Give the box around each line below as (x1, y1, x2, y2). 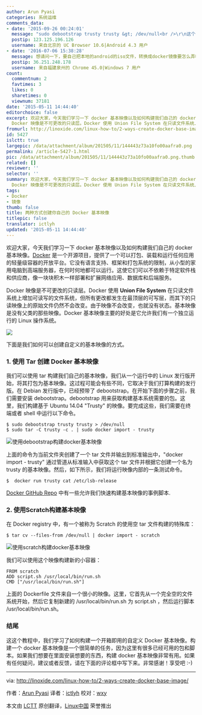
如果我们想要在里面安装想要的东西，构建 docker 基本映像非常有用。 (16, 651, 185, 659)
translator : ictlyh (6, 221, 55, 227)
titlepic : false (6, 216, 47, 222)
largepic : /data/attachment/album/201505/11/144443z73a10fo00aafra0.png (6, 142, 192, 149)
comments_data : (6, 20, 44, 26)
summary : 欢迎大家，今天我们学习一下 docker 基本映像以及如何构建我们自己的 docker (6, 177, 197, 183)
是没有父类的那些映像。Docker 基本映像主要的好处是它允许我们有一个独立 (6, 309, 189, 316)
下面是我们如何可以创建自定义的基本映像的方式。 (6, 341, 127, 348)
